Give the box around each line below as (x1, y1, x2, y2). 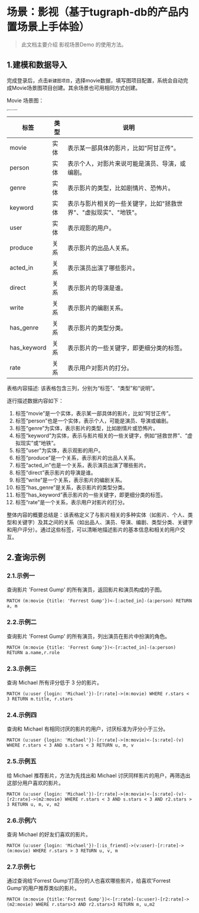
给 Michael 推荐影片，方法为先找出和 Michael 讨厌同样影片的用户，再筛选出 (6, 771, 191, 779)
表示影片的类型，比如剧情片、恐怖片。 (67, 184, 174, 192)
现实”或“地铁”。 (20, 439, 59, 446)
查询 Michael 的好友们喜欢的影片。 (6, 831, 91, 838)
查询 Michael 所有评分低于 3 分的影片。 (6, 679, 103, 686)
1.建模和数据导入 (6, 60, 67, 70)
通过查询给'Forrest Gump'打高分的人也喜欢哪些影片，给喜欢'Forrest (6, 877, 171, 885)
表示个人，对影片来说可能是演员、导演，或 (67, 159, 186, 168)
